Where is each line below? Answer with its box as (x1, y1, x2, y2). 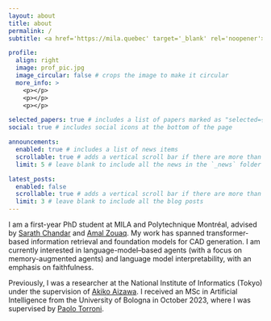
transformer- (206, 228, 249, 238)
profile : (8, 49, 38, 57)
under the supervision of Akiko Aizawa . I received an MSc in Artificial (8, 287, 238, 296)
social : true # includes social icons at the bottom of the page (8, 123, 232, 131)
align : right (15, 56, 60, 65)
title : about (8, 19, 52, 27)
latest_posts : (8, 175, 56, 183)
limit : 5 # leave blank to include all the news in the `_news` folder (15, 160, 262, 169)
